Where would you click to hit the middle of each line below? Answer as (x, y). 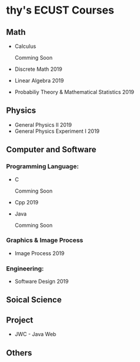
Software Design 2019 (42, 282)
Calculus (25, 46)
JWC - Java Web (35, 334)
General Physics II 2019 (43, 125)
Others (19, 353)
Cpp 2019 (26, 202)
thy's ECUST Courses (60, 10)
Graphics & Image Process (45, 240)
